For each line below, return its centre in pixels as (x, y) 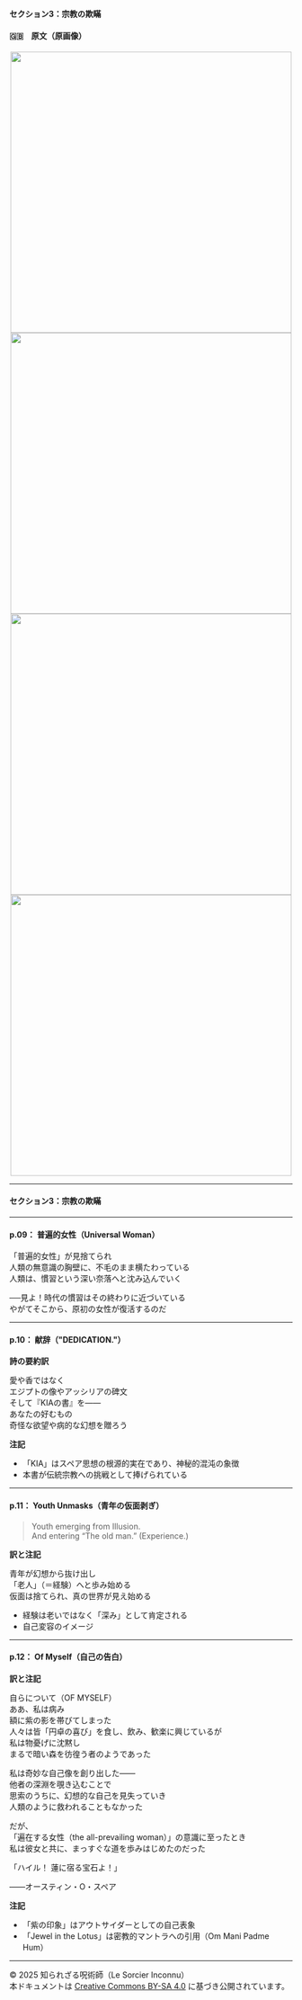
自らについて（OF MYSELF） (63, 1697)
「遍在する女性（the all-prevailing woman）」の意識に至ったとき (128, 1837)
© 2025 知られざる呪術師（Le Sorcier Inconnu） (99, 1975)
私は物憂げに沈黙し (45, 1742)
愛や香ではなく (37, 1380)
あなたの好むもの (41, 1414)
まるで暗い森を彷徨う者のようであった (80, 1754)
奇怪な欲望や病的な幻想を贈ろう (68, 1425)
